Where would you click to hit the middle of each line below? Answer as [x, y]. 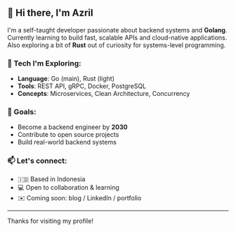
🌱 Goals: [22, 112]
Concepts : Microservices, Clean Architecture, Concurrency [104, 94]
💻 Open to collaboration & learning [68, 187]
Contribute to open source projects [68, 135]
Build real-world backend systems [67, 142]
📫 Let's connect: [37, 161]
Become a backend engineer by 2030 [72, 127]
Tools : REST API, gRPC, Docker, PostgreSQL [82, 86]
